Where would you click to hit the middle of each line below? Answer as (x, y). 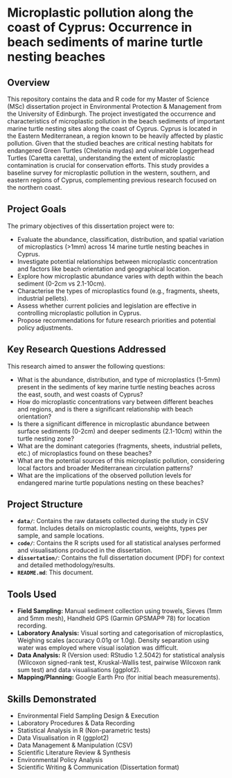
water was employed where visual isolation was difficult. (98, 648)
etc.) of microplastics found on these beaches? (84, 453)
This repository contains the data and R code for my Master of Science (108, 99)
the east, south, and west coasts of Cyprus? (80, 394)
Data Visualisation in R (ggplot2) (63, 738)
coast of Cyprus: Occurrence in (100, 27)
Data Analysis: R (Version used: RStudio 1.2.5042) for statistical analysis (121, 655)
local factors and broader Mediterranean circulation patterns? (105, 468)
